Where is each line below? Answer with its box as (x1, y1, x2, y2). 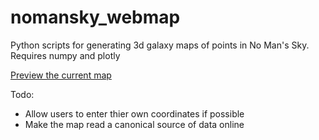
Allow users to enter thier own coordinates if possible (24, 107, 245, 120)
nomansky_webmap (10, 6, 181, 29)
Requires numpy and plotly (10, 49, 121, 61)
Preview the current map (10, 69, 112, 81)
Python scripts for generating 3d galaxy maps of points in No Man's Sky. (10, 39, 310, 51)
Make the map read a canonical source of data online (24, 118, 245, 130)
